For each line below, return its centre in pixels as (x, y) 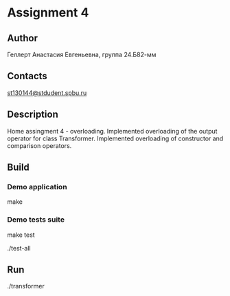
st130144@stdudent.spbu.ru (47, 93)
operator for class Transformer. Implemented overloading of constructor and (115, 138)
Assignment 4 (48, 13)
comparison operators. (39, 145)
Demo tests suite (36, 220)
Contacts (27, 76)
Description (33, 115)
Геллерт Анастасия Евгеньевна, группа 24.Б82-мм (82, 54)
